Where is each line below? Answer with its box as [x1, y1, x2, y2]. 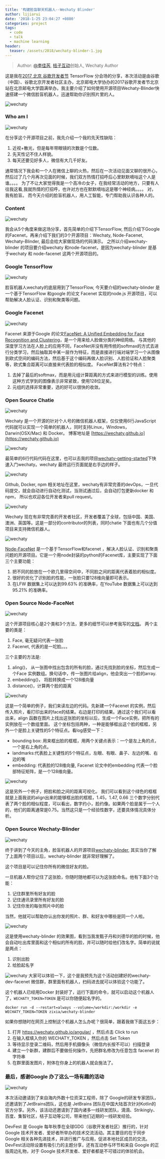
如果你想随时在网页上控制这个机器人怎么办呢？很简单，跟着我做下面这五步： [5, 1019, 160, 1024]
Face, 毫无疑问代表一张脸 [12, 637, 64, 643]
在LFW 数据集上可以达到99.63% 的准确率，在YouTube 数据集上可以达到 [12, 580, 158, 587]
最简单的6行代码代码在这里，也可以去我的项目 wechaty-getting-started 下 [5, 455, 152, 461]
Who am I [5, 113, 28, 120]
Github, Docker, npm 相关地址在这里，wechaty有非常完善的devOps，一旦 [5, 481, 154, 487]
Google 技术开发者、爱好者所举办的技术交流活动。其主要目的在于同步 [5, 1130, 146, 1135]
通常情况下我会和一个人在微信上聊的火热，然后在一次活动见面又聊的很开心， [5, 167, 160, 173]
